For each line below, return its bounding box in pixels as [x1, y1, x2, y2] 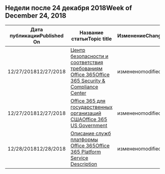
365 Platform [70, 148, 101, 155]
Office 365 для [70, 98, 106, 104]
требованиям [70, 65, 103, 72]
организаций [70, 110, 102, 117]
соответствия [70, 59, 103, 66]
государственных [70, 103, 113, 110]
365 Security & [70, 77, 106, 84]
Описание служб [70, 130, 111, 137]
